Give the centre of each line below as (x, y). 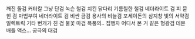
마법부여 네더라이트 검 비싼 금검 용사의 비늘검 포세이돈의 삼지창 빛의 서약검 (104, 16)
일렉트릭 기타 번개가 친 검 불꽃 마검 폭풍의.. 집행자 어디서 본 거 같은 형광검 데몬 (96, 23)
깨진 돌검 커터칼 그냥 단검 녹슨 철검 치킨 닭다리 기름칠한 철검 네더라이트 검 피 (94, 8)
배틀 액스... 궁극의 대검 (32, 30)
